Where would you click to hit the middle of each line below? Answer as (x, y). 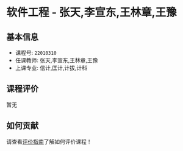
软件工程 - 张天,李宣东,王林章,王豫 (91, 12)
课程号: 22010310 (36, 53)
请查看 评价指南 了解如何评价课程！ (49, 141)
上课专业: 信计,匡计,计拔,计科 (51, 68)
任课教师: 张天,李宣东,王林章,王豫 (56, 60)
